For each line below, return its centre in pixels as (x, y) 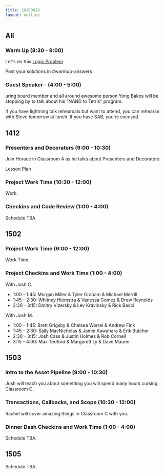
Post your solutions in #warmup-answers (49, 71)
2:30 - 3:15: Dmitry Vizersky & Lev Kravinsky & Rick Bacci (74, 305)
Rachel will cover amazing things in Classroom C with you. (67, 413)
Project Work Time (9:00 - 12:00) (47, 249)
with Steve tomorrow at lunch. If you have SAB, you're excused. (73, 117)
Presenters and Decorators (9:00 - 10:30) (58, 148)
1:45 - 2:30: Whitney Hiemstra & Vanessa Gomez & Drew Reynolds (82, 300)
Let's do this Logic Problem (34, 62)
